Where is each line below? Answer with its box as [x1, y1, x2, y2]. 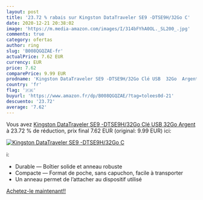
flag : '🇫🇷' [6, 87, 36, 93]
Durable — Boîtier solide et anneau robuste [14, 163, 123, 170]
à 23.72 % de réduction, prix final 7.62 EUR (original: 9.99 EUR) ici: [6, 127, 172, 134]
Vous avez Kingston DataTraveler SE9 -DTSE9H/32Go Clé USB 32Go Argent [6, 120, 196, 128]
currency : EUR [6, 59, 42, 65]
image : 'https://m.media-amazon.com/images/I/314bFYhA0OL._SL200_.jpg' [6, 25, 190, 32]
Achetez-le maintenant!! [6, 187, 66, 195]
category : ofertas [6, 37, 53, 43]
